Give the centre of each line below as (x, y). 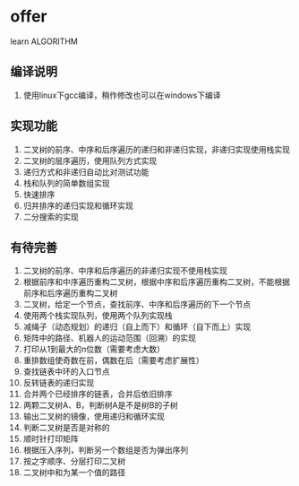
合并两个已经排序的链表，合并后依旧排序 (98, 394)
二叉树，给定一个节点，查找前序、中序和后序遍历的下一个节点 (137, 304)
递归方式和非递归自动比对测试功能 (86, 171)
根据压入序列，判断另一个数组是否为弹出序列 (106, 450)
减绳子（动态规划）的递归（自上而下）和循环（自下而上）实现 (137, 327)
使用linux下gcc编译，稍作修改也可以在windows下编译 (122, 95)
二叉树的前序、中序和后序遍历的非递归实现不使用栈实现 (125, 271)
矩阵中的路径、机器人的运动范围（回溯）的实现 (109, 338)
